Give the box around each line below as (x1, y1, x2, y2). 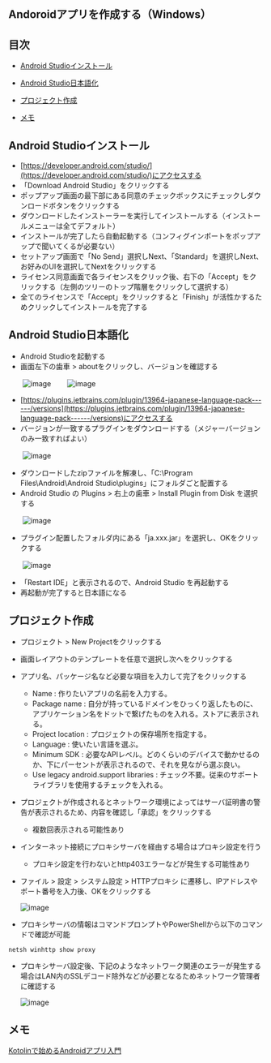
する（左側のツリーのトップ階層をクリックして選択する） (41, 282, 233, 292)
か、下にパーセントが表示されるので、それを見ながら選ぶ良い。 (32, 760, 245, 769)
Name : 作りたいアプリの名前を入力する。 (32, 688, 172, 698)
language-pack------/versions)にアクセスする (19, 413, 173, 423)
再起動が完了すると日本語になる (19, 587, 127, 597)
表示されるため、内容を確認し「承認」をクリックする (34, 807, 212, 817)
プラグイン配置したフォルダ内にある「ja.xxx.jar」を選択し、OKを (19, 532, 238, 542)
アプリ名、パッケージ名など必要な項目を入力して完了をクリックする (19, 671, 248, 681)
